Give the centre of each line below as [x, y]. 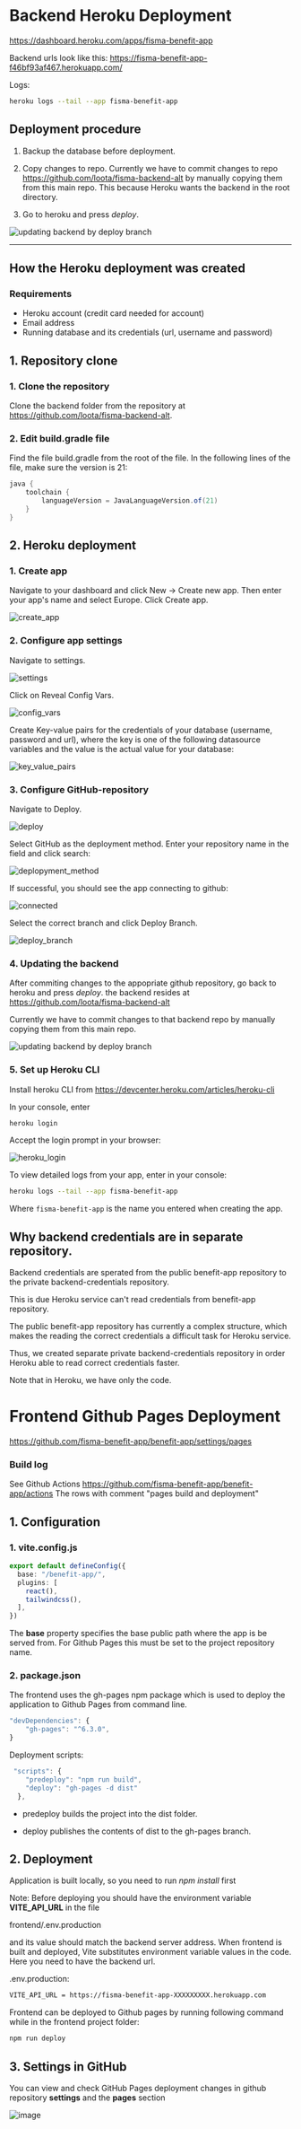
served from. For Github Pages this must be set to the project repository [142, 1643]
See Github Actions [45, 1484]
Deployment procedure [75, 130]
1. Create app [39, 571]
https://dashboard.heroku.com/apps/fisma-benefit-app [111, 40]
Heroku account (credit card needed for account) [113, 313]
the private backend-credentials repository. [90, 1282]
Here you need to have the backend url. [82, 1961]
